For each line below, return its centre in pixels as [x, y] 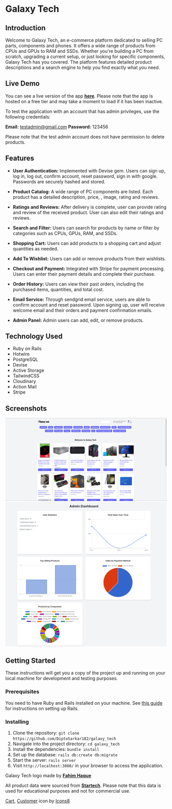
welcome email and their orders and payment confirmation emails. [82, 310]
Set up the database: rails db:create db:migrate [65, 755]
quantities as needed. [36, 248]
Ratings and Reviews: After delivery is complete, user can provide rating [90, 207]
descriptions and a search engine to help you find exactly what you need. [83, 68]
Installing [17, 722]
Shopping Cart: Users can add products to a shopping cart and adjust [87, 243]
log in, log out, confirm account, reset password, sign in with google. [85, 176]
